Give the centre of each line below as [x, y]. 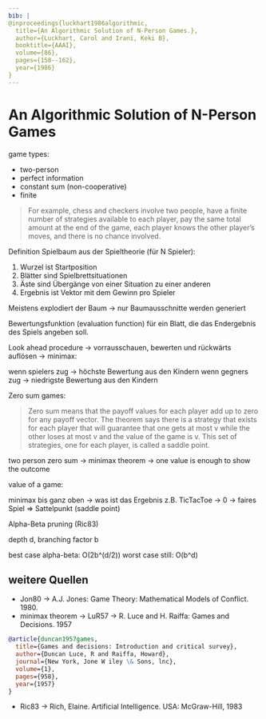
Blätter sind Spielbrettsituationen [73, 275]
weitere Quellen [49, 579]
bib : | [19, 16]
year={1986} [36, 68]
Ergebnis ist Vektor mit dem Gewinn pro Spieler [97, 292]
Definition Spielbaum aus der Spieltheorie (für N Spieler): [102, 251]
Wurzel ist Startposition [58, 267]
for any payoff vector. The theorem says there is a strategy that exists [142, 419]
